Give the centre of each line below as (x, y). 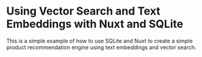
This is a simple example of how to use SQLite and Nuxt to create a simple (100, 41)
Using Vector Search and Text (83, 11)
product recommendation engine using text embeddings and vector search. (101, 47)
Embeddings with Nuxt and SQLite (95, 24)
